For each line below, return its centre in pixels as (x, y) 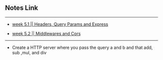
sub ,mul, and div (29, 52)
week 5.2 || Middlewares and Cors (46, 33)
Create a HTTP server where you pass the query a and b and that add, (82, 47)
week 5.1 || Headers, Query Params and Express (60, 24)
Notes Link (22, 8)
